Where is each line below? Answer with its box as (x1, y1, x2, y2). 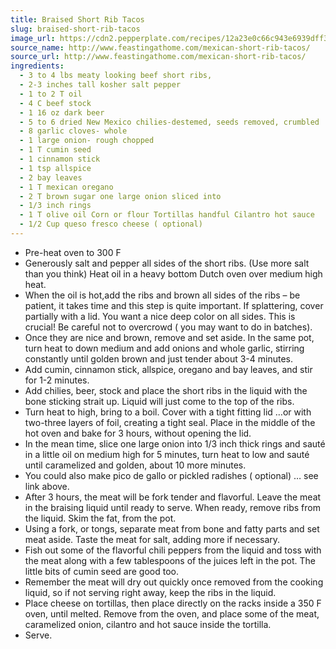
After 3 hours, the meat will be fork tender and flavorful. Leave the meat (24, 491, 322, 503)
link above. (24, 480, 70, 492)
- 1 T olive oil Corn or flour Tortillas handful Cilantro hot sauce (19, 210, 315, 220)
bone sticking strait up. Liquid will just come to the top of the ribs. (24, 395, 295, 407)
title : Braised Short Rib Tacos (10, 14, 145, 25)
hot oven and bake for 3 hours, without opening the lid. (24, 427, 252, 439)
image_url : (10, 33, 56, 43)
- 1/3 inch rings (19, 201, 92, 211)
